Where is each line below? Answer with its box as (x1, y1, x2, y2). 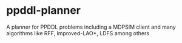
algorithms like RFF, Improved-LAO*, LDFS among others (6, 29, 150, 36)
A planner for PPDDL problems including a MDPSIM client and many (6, 23, 176, 30)
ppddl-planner (6, 4, 81, 17)
